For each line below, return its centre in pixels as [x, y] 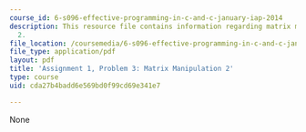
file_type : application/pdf [63, 52]
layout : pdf [32, 60]
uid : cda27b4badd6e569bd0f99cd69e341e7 [85, 86]
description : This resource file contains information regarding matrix [150, 26]
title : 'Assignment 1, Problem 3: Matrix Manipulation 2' [122, 69]
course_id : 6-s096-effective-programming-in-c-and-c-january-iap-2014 [146, 18]
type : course [34, 77]
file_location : [38, 43]
